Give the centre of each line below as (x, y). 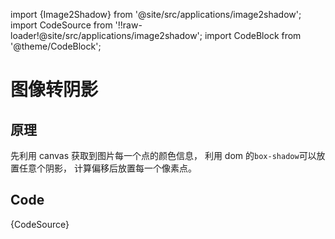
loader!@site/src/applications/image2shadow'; (106, 35)
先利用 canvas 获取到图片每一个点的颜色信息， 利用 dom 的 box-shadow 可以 (163, 155)
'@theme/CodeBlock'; (56, 46)
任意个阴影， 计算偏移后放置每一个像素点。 (107, 168)
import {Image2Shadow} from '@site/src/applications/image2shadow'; (156, 14)
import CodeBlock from (253, 35)
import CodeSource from (61, 25)
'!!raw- (128, 25)
